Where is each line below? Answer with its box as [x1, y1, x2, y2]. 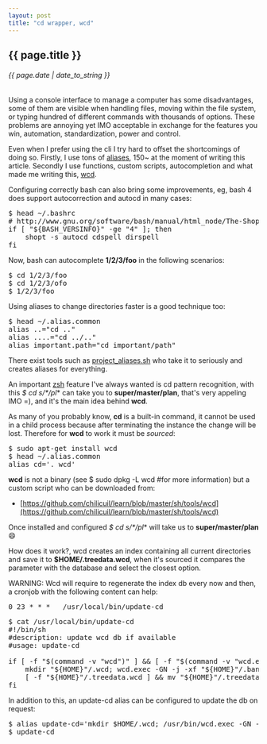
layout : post [8, 11, 52, 20]
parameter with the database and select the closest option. [8, 563, 201, 572]
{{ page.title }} [8, 48, 82, 62]
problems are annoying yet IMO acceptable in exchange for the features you [8, 121, 258, 130]
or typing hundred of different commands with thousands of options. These [8, 112, 256, 121]
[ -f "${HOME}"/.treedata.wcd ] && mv [25, 673, 176, 682]
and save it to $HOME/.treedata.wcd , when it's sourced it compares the [8, 555, 246, 565]
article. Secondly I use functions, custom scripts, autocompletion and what [8, 161, 253, 171]
